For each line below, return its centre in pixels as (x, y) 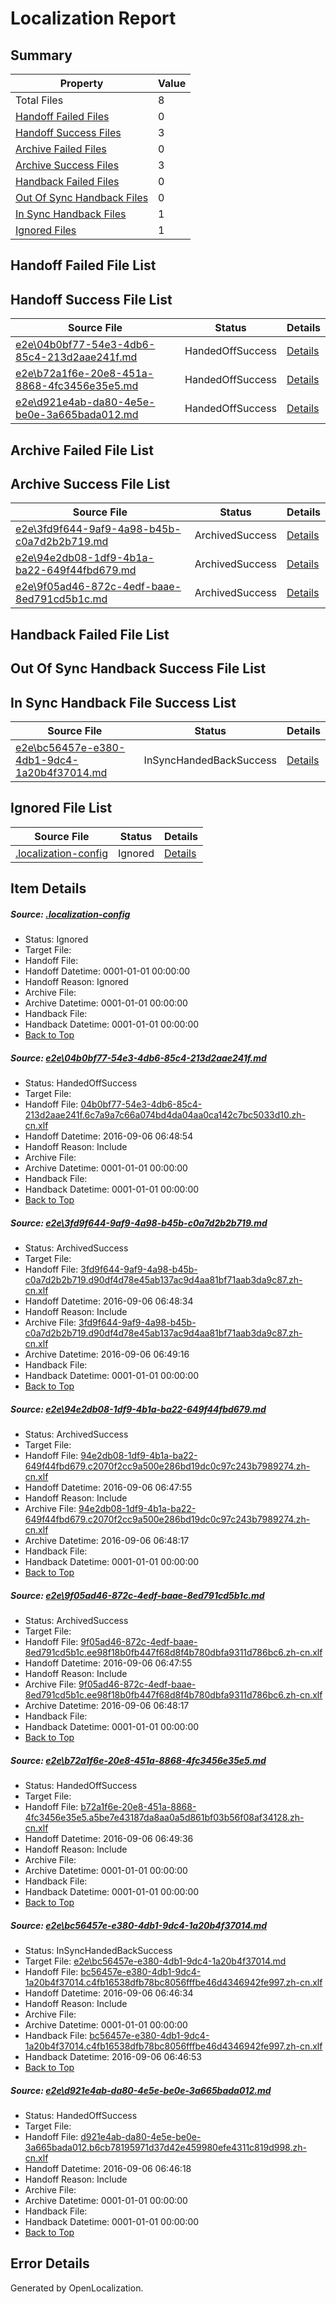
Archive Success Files (67, 165)
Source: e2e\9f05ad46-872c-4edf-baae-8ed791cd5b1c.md (137, 1595)
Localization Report (93, 18)
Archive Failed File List (82, 450)
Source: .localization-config (70, 914)
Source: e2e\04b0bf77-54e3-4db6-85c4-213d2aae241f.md (138, 1058)
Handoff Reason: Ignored (76, 982)
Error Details (50, 2263)
